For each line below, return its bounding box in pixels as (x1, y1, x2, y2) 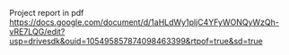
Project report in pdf (9, 8, 84, 18)
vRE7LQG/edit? (9, 27, 66, 36)
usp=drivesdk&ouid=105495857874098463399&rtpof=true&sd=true (9, 35, 263, 46)
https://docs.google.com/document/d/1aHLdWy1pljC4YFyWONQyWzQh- (9, 17, 280, 27)
